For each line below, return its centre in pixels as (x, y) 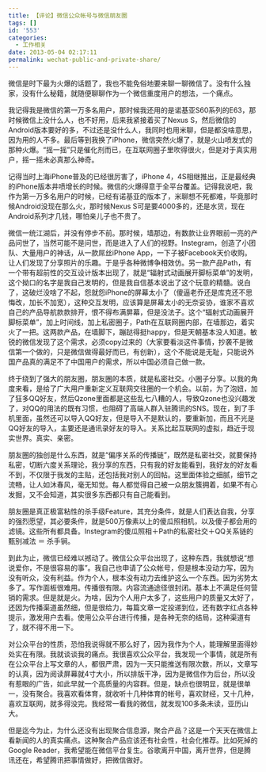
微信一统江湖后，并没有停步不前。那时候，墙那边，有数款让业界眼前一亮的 (129, 233)
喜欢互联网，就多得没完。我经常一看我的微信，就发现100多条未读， (118, 703)
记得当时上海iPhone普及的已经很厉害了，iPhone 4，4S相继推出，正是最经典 (132, 176)
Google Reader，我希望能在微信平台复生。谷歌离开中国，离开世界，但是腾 (130, 750)
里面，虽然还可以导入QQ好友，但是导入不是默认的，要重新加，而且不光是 (135, 418)
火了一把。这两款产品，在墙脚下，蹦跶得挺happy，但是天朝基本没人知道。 (129, 332)
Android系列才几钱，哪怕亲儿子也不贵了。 (76, 216)
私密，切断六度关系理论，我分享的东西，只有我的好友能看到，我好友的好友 (129, 464)
